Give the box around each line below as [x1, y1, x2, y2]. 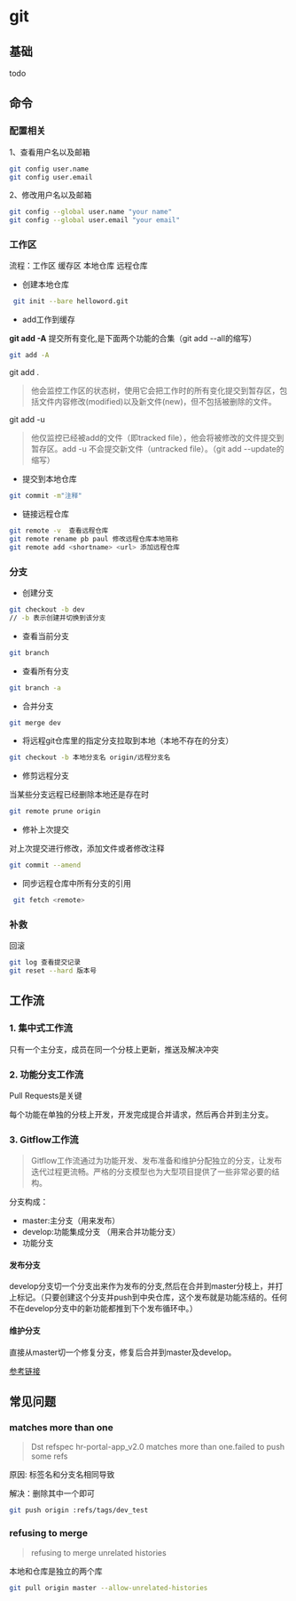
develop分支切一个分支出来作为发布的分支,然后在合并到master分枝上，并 [9, 1281, 276, 1292]
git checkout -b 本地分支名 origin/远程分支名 [9, 753, 171, 762]
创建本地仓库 [21, 279, 69, 290]
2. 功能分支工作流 [9, 1069, 84, 1081]
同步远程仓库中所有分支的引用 [21, 878, 131, 889]
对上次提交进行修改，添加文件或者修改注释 [9, 843, 165, 854]
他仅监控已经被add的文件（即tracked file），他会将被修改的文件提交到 [30, 433, 284, 444]
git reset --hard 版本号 [9, 966, 97, 975]
